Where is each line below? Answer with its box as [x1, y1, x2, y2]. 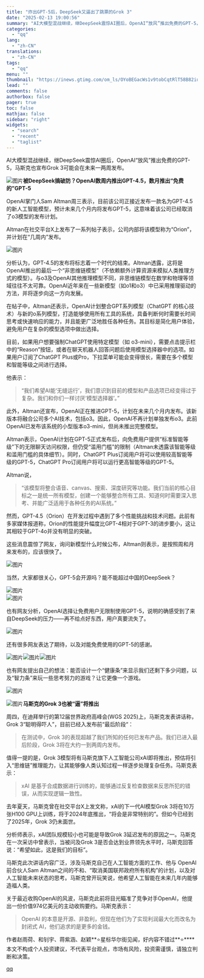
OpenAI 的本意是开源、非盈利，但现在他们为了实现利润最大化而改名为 [21, 915, 196, 922]
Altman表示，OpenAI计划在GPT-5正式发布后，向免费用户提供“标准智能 [6, 435, 183, 443]
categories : [6, 26, 36, 32]
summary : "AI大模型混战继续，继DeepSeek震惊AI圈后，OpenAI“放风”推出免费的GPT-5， [6, 20, 202, 26]
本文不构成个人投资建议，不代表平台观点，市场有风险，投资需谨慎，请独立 [6, 945, 192, 952]
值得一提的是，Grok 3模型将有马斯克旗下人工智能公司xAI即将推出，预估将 [6, 754, 191, 761]
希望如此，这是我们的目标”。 [19, 846, 91, 853]
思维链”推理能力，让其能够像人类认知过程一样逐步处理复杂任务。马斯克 [14, 761, 192, 769]
